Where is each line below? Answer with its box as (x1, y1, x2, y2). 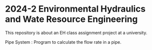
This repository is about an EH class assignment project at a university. (5, 30, 148, 35)
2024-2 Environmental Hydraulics (5, 3, 146, 15)
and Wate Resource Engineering (5, 14, 138, 25)
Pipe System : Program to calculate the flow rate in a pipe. (5, 39, 122, 45)
